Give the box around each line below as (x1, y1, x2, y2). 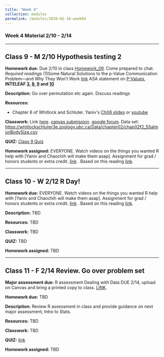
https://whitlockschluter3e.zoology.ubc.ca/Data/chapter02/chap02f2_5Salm (5, 124, 159, 130)
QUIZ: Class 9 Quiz (5, 139, 44, 144)
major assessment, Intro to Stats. (5, 309, 72, 315)
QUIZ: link (5, 337, 25, 343)
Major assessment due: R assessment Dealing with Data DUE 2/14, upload (5, 279, 156, 285)
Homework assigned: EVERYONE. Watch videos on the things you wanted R (5, 148, 159, 154)
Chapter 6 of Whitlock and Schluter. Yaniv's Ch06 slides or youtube (12, 109, 148, 115)
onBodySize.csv (5, 129, 38, 135)
